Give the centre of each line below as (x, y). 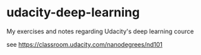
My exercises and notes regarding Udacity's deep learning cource (100, 31)
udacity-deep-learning (73, 13)
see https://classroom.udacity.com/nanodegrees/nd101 (85, 44)
